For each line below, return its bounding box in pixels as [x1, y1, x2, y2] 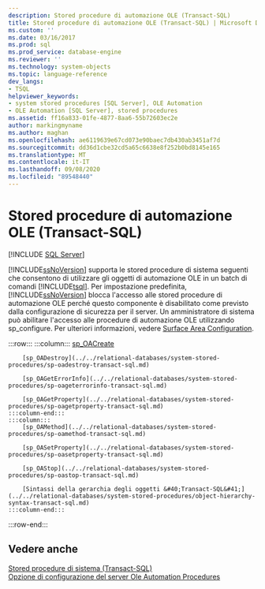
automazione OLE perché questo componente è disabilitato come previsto [8, 298, 249, 308]
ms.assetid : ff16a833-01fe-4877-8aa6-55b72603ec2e [8, 114, 178, 122]
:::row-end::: [8, 520, 49, 529]
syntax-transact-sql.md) [8, 498, 90, 507]
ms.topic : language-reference [8, 70, 108, 78]
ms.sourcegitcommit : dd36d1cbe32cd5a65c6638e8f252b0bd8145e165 [8, 144, 221, 151]
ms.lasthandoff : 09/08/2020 [8, 166, 101, 173]
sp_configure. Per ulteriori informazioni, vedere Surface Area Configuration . [8, 323, 255, 333]
